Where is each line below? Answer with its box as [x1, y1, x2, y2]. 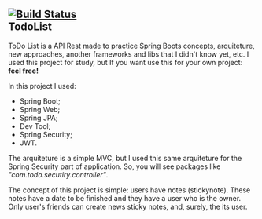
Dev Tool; [19, 121, 51, 130]
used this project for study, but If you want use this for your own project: [8, 57, 243, 67]
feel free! [8, 66, 39, 75]
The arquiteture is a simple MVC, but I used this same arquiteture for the [8, 153, 242, 162]
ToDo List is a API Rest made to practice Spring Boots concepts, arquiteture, [8, 41, 255, 50]
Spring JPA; [19, 113, 58, 122]
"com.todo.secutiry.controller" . [8, 170, 109, 179]
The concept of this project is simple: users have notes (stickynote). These [8, 185, 251, 195]
